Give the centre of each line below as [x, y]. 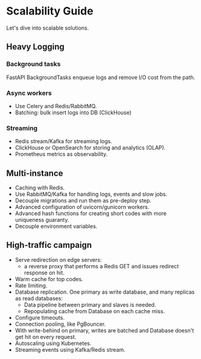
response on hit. [44, 273]
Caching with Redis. [40, 188]
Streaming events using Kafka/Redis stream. [70, 349]
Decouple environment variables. [56, 226]
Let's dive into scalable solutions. [48, 28]
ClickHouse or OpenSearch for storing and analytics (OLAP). [90, 148]
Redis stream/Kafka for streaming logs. [64, 141]
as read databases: [39, 298]
